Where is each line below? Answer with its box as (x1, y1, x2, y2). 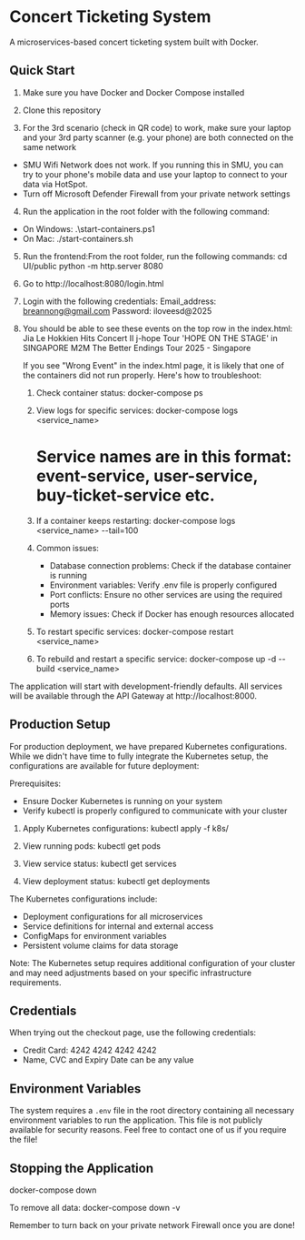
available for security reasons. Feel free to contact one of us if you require (9, 1124, 287, 1135)
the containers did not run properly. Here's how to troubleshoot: (22, 369, 261, 380)
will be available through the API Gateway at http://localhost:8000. (9, 690, 257, 701)
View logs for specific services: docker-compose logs (35, 405, 239, 416)
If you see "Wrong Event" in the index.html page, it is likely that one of (22, 359, 284, 370)
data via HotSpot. (22, 178, 88, 189)
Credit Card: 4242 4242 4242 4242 (22, 1044, 157, 1056)
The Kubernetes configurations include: (9, 893, 158, 904)
